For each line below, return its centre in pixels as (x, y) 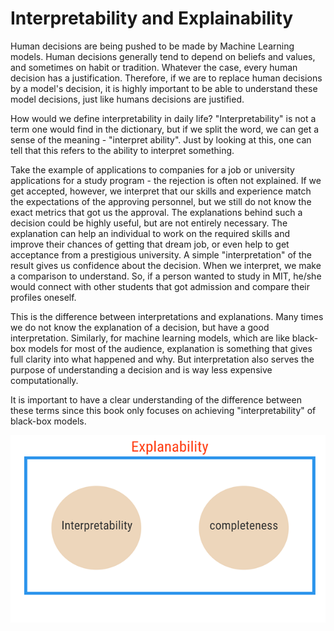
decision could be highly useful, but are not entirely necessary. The (149, 223)
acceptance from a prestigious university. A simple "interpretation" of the (161, 254)
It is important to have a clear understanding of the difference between (156, 399)
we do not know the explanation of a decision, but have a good (140, 327)
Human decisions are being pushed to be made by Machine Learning (152, 46)
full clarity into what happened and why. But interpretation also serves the (162, 359)
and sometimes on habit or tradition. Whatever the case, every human (154, 67)
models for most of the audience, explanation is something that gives (170, 348)
